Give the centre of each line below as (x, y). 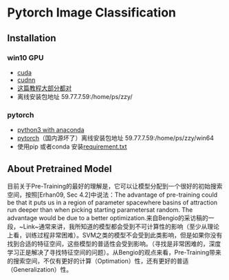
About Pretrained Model (59, 169)
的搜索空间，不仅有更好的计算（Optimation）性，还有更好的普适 (98, 261)
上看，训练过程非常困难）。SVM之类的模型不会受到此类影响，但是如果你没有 (115, 235)
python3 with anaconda (51, 130)
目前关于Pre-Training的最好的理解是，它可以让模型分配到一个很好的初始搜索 (115, 186)
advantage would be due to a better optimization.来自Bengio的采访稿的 (108, 217)
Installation (32, 38)
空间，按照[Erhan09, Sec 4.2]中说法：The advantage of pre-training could (112, 195)
